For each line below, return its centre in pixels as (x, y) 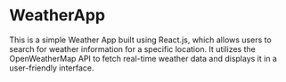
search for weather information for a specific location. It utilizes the (132, 48)
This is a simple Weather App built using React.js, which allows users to (140, 40)
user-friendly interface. (52, 68)
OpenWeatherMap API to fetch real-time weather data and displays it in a (143, 58)
